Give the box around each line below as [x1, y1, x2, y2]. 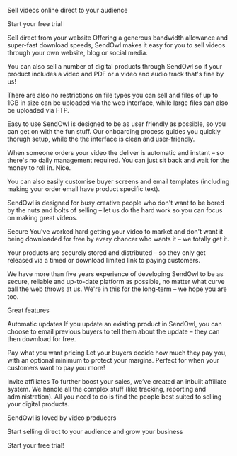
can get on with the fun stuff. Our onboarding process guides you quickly [7, 127, 221, 135]
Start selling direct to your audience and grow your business [7, 428, 183, 435]
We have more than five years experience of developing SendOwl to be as [7, 270, 224, 278]
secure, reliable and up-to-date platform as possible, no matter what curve [7, 278, 225, 285]
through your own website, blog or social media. [7, 49, 149, 57]
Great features [7, 306, 50, 314]
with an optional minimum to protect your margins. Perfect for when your [7, 356, 219, 364]
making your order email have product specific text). [7, 185, 161, 193]
